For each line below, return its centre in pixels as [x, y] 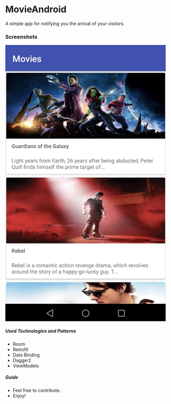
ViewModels [26, 366]
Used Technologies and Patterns [41, 331]
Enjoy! [19, 396]
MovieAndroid [36, 9]
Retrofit [20, 349]
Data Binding [26, 355]
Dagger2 [22, 360]
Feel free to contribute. [37, 390]
